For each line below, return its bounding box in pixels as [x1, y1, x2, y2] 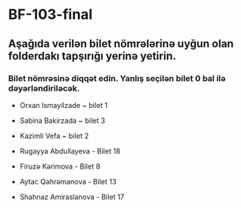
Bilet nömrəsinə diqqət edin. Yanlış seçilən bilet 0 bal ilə [8, 72, 227, 84]
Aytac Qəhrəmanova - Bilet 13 [19, 176, 117, 186]
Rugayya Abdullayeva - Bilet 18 [19, 146, 121, 155]
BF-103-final [8, 6, 93, 24]
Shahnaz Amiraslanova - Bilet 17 [19, 191, 125, 202]
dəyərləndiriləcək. [8, 83, 81, 94]
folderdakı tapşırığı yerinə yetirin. [8, 49, 176, 62]
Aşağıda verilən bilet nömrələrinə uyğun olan [8, 37, 235, 50]
